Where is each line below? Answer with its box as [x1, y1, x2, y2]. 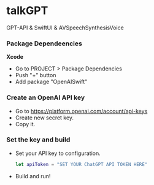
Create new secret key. [15, 114, 74, 121]
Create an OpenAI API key [6, 93, 85, 102]
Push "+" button [15, 72, 56, 79]
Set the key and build [6, 135, 71, 144]
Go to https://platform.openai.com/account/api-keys [15, 107, 148, 115]
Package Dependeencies [6, 39, 83, 48]
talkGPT [6, 4, 48, 18]
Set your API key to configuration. [15, 149, 101, 157]
